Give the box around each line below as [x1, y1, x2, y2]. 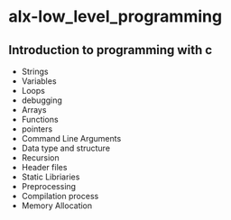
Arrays [21, 105, 47, 115]
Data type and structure [21, 142, 110, 153]
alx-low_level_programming [8, 6, 223, 27]
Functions [21, 115, 60, 124]
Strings [21, 66, 49, 77]
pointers [21, 124, 53, 134]
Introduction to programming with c [8, 42, 213, 58]
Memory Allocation [21, 200, 93, 211]
